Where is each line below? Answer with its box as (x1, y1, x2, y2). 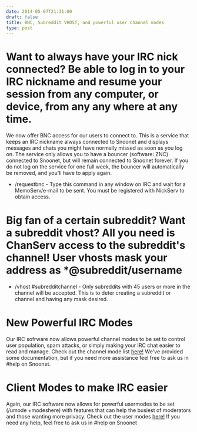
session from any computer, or (6, 87, 159, 101)
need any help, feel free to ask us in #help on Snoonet (6, 419, 137, 426)
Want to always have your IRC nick (6, 50, 178, 63)
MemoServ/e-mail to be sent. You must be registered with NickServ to (14, 187, 185, 194)
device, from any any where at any (6, 100, 178, 113)
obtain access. (14, 193, 51, 200)
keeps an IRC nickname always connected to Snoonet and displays (6, 139, 169, 146)
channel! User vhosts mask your (6, 251, 168, 265)
